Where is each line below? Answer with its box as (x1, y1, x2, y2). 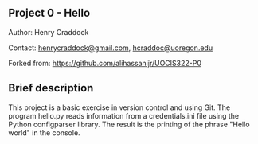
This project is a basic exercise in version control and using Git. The (8, 103, 231, 112)
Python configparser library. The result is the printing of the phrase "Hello (8, 119, 250, 129)
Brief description (8, 81, 94, 95)
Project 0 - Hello (8, 6, 91, 20)
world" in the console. (8, 127, 81, 138)
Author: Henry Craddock (8, 27, 89, 37)
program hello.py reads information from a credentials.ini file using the (8, 111, 240, 120)
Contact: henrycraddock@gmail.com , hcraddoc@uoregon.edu (8, 43, 213, 53)
